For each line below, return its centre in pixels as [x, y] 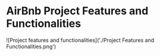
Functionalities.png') [31, 46]
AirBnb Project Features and [77, 11]
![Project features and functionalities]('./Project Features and [80, 40]
